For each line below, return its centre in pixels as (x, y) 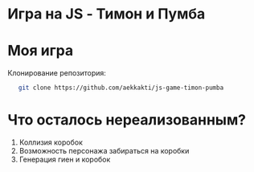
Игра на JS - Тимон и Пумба (107, 14)
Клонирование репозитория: (57, 73)
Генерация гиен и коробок (65, 159)
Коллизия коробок (51, 142)
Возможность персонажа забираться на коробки (104, 150)
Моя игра (41, 51)
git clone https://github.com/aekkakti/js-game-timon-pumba (121, 88)
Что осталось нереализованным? (127, 120)
